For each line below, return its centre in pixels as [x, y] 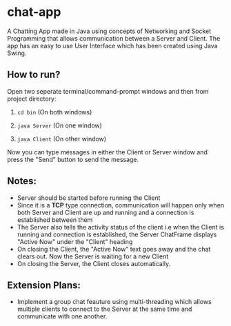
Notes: [22, 181]
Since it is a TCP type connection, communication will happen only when [121, 205]
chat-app [34, 12]
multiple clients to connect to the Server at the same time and [104, 309]
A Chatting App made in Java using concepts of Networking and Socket [109, 31]
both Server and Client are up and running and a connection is [106, 212]
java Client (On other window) [62, 139]
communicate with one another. [62, 316]
